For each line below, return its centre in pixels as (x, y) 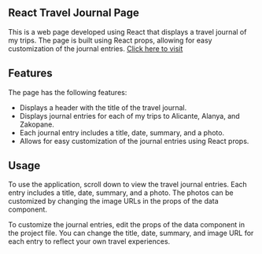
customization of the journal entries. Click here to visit (96, 48)
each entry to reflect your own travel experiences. (89, 241)
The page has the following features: (68, 92)
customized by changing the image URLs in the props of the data (113, 201)
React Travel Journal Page (74, 13)
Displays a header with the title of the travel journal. (103, 107)
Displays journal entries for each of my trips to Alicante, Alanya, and (129, 116)
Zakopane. (37, 124)
